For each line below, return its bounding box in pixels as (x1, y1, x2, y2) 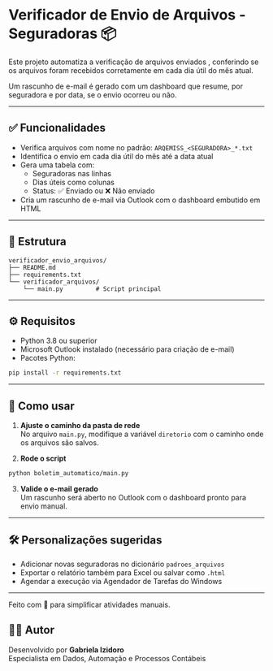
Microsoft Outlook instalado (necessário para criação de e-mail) (19, 344, 235, 354)
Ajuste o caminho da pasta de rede (19, 421, 141, 431)
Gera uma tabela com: (19, 160, 95, 170)
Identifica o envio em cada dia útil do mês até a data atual (19, 151, 214, 161)
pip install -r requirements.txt (8, 369, 122, 377)
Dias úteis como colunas (32, 177, 115, 187)
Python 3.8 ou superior (19, 335, 97, 346)
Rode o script (19, 453, 67, 464)
